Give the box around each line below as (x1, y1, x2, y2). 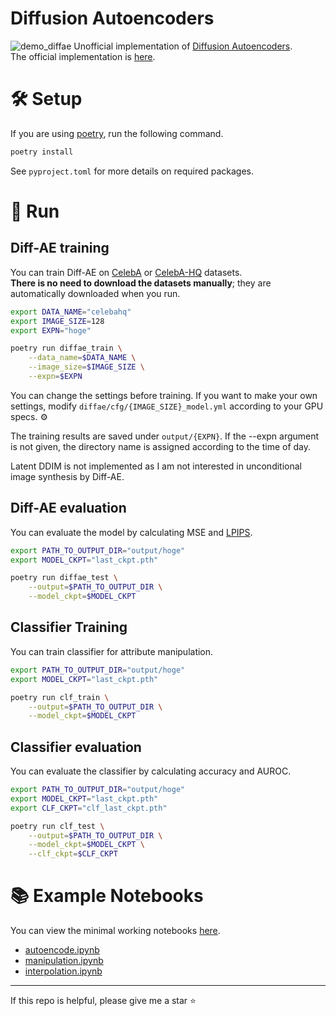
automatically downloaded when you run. (10, 287, 181, 299)
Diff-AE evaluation (10, 500, 127, 517)
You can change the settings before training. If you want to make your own (10, 389, 318, 401)
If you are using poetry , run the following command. (10, 127, 224, 139)
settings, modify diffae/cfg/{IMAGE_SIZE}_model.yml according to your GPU (10, 400, 324, 412)
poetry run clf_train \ (10, 692, 110, 702)
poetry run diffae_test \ (10, 573, 118, 583)
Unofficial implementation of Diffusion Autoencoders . (73, 40, 293, 52)
